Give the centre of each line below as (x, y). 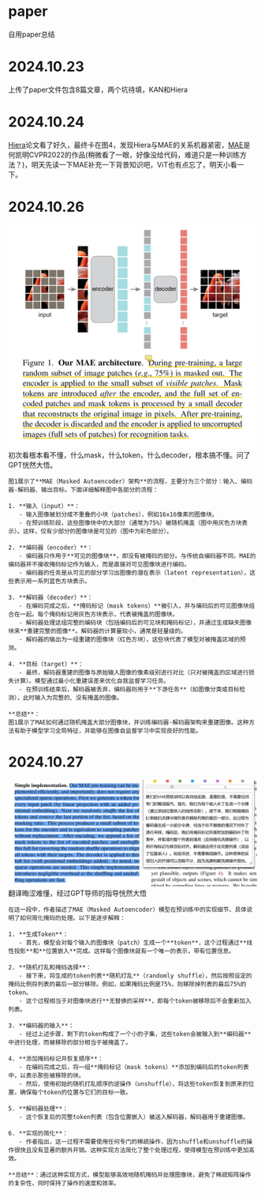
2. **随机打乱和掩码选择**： (50, 968)
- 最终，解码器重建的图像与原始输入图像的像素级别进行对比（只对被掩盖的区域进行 (134, 672)
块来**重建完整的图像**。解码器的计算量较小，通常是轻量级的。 (97, 631)
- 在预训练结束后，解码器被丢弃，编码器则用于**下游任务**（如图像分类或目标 (129, 689)
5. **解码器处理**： (38, 1109)
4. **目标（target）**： (46, 664)
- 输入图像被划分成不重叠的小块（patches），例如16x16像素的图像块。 (118, 514)
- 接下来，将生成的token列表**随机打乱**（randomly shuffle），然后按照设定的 (135, 976)
